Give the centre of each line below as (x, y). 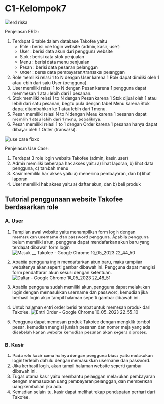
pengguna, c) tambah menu (40, 168)
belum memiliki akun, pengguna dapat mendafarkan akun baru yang (81, 242)
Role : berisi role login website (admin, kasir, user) (70, 46)
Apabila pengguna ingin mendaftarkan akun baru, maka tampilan (77, 262)
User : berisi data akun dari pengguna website (66, 51)
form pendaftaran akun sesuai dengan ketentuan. (62, 272)
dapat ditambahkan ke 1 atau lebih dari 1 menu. (59, 109)
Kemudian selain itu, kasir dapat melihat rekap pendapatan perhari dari (83, 392)
